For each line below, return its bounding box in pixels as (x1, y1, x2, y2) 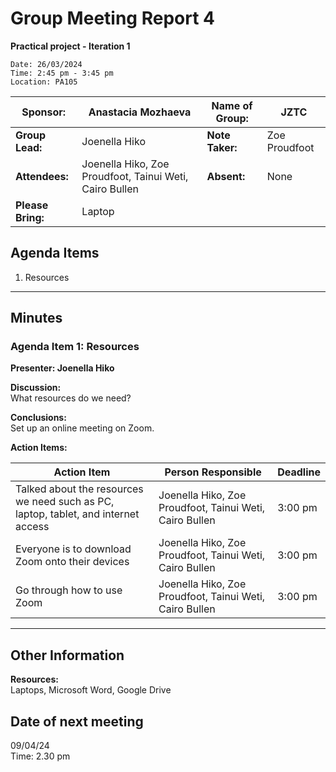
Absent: (206, 169, 246, 183)
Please (15, 198, 49, 212)
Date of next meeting (10, 713, 144, 730)
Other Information (10, 647, 125, 664)
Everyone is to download (15, 542, 132, 556)
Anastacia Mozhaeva (88, 105, 192, 119)
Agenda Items (10, 245, 100, 262)
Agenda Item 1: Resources (10, 340, 140, 354)
